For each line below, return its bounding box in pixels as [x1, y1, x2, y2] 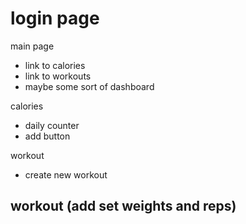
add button [24, 130, 71, 142]
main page [10, 40, 55, 52]
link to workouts [24, 70, 92, 82]
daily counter [24, 119, 80, 131]
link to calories [24, 59, 86, 71]
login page [10, 7, 100, 30]
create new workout [24, 168, 108, 181]
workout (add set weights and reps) [10, 198, 237, 215]
